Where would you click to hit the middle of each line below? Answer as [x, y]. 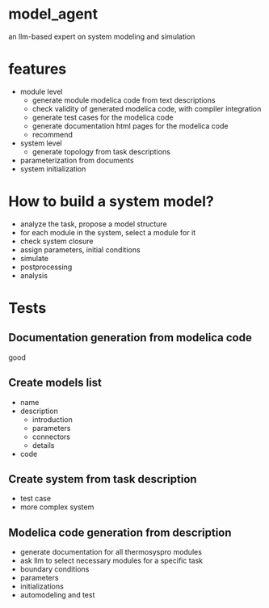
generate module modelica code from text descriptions [124, 100]
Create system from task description [103, 479]
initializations [42, 586]
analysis [34, 275]
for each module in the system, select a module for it [108, 232]
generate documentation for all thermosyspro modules [111, 552]
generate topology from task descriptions [101, 151]
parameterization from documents [77, 160]
